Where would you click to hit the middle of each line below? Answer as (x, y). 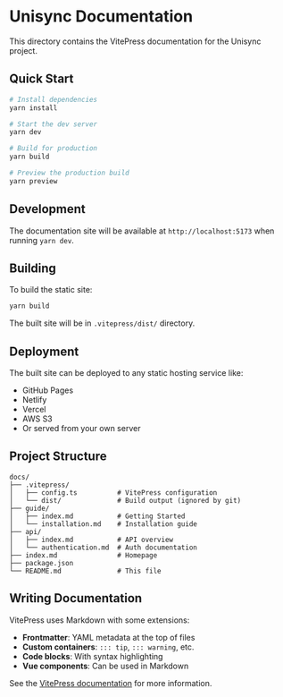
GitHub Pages (48, 390)
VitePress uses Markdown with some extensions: (100, 620)
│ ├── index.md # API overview (92, 540)
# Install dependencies (54, 99)
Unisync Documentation (101, 17)
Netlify (34, 400)
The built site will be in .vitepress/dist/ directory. (102, 323)
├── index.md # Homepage (83, 555)
